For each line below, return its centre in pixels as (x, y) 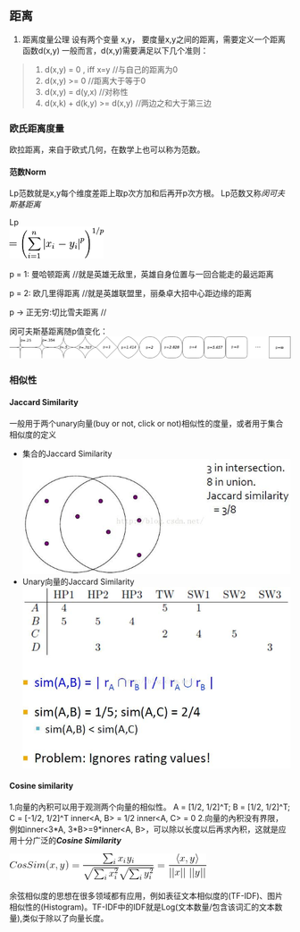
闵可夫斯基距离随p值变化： (59, 331)
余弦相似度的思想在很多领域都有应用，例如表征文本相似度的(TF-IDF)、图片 (146, 896)
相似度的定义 (33, 434)
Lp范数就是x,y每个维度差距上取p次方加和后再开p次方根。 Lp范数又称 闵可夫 (147, 193)
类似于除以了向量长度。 (65, 919)
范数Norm (28, 172)
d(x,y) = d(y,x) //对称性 (86, 91)
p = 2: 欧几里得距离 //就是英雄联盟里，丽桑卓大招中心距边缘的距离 (131, 293)
